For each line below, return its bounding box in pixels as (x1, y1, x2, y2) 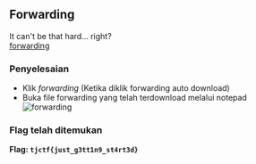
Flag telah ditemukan (9, 124, 103, 136)
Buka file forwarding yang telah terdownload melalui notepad (21, 93, 248, 103)
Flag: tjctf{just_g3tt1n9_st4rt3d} (9, 144, 139, 155)
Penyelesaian (9, 62, 70, 75)
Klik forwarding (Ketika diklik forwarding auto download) (21, 83, 230, 94)
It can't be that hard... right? (9, 30, 112, 41)
